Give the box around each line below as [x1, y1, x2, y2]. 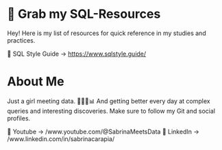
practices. [7, 36, 36, 44]
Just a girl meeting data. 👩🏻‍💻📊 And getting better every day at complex [7, 96, 210, 105]
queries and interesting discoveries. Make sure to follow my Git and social [7, 107, 216, 115]
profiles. [7, 114, 31, 122]
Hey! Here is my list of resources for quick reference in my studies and [7, 29, 207, 37]
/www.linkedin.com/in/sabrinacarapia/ [7, 134, 115, 143]
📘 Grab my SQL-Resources [7, 6, 161, 22]
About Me [7, 74, 64, 89]
